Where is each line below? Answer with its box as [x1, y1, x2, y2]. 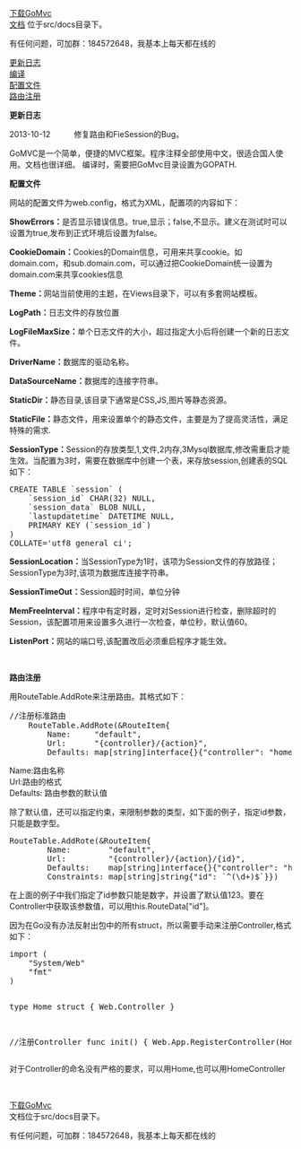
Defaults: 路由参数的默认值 [9, 788, 107, 798]
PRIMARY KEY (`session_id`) [28, 520, 151, 530]
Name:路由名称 [9, 765, 65, 776]
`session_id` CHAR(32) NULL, [28, 493, 157, 503]
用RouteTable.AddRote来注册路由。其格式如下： [9, 692, 186, 701]
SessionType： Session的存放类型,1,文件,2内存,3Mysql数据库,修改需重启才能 [9, 444, 290, 455]
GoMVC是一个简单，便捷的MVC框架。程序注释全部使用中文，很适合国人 [9, 148, 276, 159]
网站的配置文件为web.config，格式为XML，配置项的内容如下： [9, 197, 240, 208]
